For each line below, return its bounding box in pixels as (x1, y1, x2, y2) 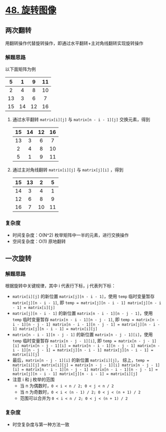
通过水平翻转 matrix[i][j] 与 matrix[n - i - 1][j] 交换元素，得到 (12, 116, 151, 122)
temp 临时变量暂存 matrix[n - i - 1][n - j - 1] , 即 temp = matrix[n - (12, 316, 159, 322)
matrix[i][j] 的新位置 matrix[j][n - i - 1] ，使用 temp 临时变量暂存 (12, 293, 155, 299)
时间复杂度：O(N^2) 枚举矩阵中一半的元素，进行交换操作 (12, 232, 129, 238)
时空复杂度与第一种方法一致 (12, 421, 70, 427)
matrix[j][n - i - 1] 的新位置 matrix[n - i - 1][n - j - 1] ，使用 (12, 310, 153, 316)
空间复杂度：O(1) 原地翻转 (12, 238, 66, 244)
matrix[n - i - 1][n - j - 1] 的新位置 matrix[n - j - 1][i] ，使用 (12, 331, 153, 337)
